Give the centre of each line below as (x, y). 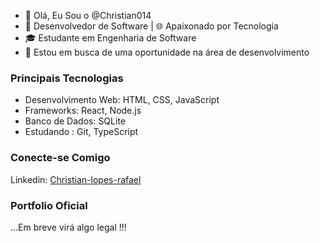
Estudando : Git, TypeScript (81, 132)
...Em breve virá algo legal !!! (68, 227)
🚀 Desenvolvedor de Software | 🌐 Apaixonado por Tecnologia (151, 26)
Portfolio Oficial (49, 205)
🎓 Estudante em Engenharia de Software (110, 38)
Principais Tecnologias (67, 78)
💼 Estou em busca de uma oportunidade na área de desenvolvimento (167, 52)
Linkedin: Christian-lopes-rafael (76, 179)
